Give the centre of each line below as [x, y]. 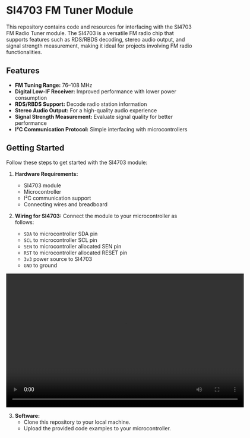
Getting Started [35, 148]
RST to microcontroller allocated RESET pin [75, 253]
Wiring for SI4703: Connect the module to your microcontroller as [96, 216]
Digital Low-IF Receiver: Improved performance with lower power [96, 91]
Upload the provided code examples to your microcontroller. [97, 428]
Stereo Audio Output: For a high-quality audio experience [86, 110]
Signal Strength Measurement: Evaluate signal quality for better [94, 116]
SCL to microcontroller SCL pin [61, 240]
